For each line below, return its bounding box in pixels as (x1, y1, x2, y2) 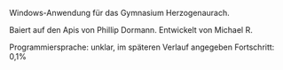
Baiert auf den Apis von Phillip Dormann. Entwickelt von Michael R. (9, 25, 253, 35)
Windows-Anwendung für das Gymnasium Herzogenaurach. (9, 8, 230, 18)
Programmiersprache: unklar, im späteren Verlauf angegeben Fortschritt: (9, 42, 275, 52)
